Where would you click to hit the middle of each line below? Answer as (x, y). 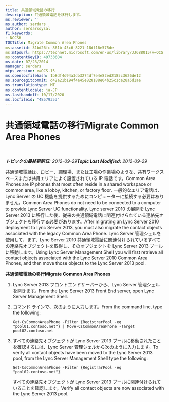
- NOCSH (13, 38)
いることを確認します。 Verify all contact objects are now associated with (88, 388)
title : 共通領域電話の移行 (30, 10)
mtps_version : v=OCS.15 (30, 71)
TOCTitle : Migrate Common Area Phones (46, 43)
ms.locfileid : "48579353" (32, 99)
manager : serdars (23, 66)
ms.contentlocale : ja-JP (31, 90)
